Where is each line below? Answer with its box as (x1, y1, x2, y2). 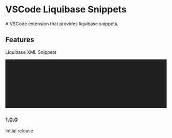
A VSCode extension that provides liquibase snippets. (5, 21, 119, 27)
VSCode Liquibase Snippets (5, 4, 127, 15)
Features (5, 35, 34, 44)
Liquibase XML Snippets (5, 49, 57, 55)
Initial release (5, 128, 33, 134)
